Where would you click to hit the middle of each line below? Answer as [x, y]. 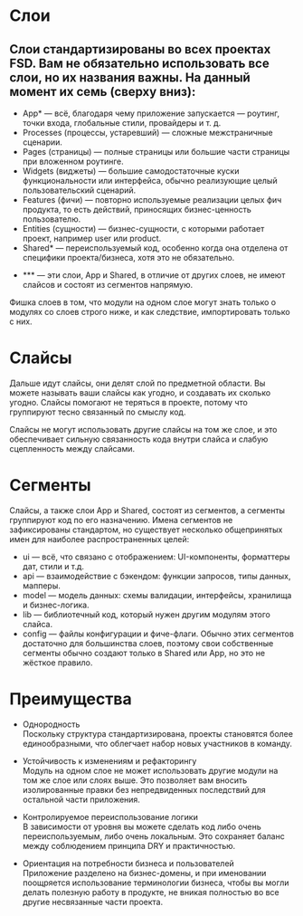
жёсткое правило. [57, 663]
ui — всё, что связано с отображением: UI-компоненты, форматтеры [156, 557]
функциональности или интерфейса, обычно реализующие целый [150, 181]
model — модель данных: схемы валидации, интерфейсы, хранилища [157, 595]
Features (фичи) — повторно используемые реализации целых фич [152, 200]
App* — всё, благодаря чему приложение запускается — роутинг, [151, 113]
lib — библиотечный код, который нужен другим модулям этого [147, 614]
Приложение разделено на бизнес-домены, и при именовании [144, 873]
